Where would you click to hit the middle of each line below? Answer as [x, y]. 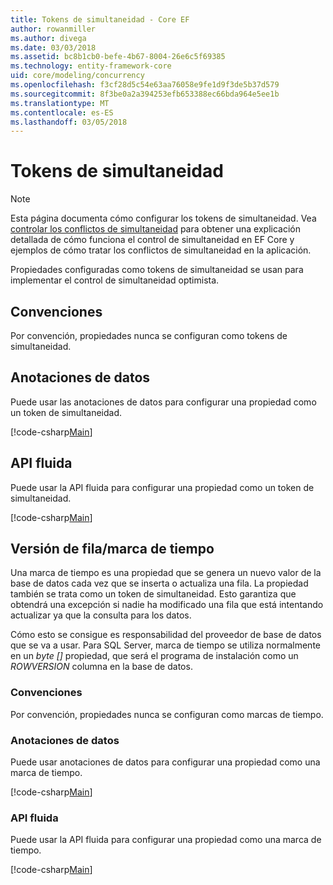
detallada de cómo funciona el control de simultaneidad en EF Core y [152, 240]
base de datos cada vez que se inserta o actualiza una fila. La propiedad [159, 583]
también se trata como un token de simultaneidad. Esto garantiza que [153, 594]
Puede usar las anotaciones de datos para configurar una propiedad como [163, 402]
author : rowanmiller [53, 29]
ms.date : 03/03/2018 [53, 47]
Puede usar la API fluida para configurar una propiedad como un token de [162, 487]
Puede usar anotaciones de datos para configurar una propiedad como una [165, 762]
